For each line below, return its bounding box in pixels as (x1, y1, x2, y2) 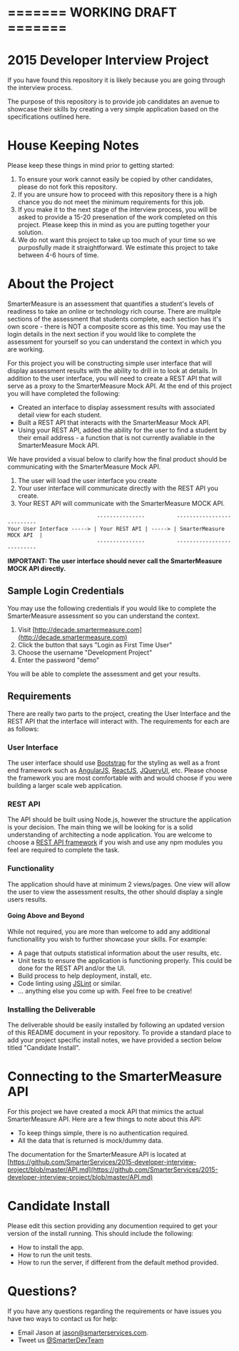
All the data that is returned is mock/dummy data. (17, 1136, 163, 1145)
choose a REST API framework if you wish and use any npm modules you (7, 838, 223, 847)
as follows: (7, 724, 39, 733)
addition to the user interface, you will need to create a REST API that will (7, 374, 223, 382)
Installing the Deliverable (7, 1004, 96, 1015)
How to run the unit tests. (17, 1250, 93, 1259)
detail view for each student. (17, 411, 102, 419)
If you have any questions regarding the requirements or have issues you (7, 1307, 222, 1315)
